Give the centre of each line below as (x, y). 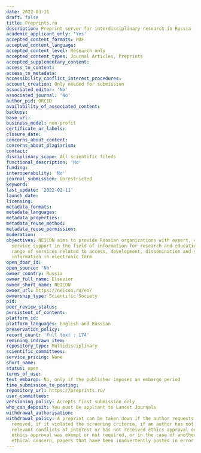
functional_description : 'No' (44, 162)
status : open (22, 368)
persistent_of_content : (36, 313)
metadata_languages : (32, 212)
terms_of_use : (24, 374)
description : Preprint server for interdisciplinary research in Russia (99, 28)
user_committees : (28, 396)
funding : (17, 168)
